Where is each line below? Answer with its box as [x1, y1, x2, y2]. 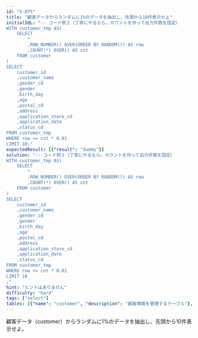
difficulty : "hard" [6, 290, 54, 296]
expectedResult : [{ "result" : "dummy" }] [6, 146, 105, 152]
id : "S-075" [6, 8, 35, 15]
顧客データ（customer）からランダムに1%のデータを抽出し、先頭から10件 [6, 318, 187, 325]
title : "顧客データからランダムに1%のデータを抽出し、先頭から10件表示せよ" [6, 14, 173, 20]
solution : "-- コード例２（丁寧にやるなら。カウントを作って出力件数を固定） [6, 152, 176, 158]
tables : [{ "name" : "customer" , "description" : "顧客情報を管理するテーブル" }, [6, 301, 193, 307]
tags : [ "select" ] [6, 295, 49, 301]
